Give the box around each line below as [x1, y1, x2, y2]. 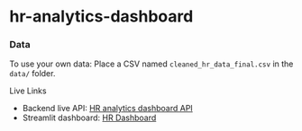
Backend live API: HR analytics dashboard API [22, 103, 194, 114]
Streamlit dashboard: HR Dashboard [22, 112, 157, 123]
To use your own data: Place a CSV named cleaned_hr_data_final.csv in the [9, 58, 294, 69]
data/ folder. [9, 68, 56, 79]
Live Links [9, 85, 47, 96]
